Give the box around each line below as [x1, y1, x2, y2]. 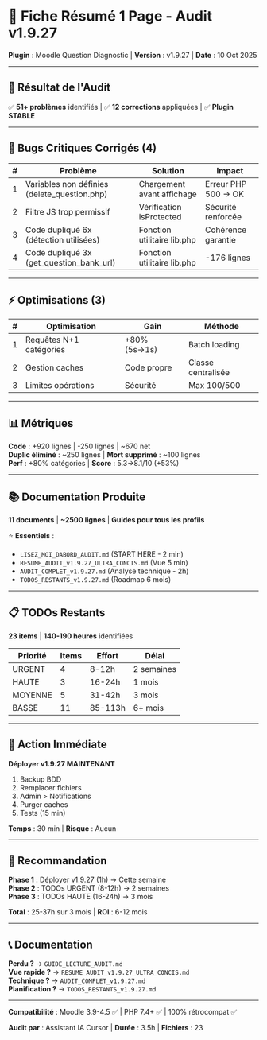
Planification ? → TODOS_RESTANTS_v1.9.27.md [8, 984, 157, 994]
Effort [96, 650, 119, 661]
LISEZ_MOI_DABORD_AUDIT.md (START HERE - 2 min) [19, 549, 184, 559]
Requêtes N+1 [25, 334, 79, 345]
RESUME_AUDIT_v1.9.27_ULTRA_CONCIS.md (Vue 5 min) [19, 558, 188, 567]
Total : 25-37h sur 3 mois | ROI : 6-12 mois [8, 907, 148, 917]
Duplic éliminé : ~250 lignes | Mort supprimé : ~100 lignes [8, 450, 201, 460]
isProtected [138, 211, 182, 222]
